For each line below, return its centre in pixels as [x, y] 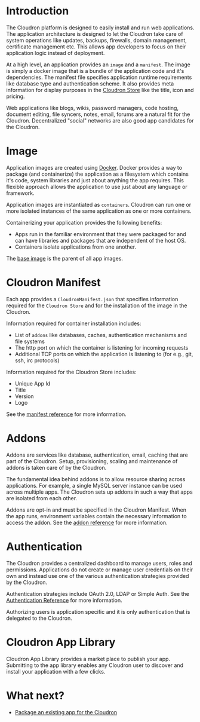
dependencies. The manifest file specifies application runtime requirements [99, 77]
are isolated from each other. [42, 498]
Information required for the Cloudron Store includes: [71, 372]
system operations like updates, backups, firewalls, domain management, [96, 40]
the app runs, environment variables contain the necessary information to [96, 516]
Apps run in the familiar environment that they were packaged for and [100, 234]
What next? [35, 695]
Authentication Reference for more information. [64, 600]
